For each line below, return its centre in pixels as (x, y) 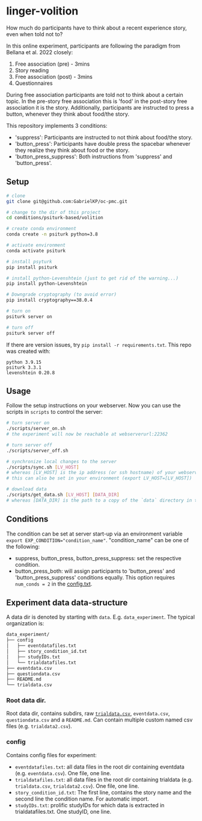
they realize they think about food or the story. (72, 150)
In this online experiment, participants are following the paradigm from (93, 46)
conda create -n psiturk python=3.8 (52, 234)
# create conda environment (41, 229)
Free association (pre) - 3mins (52, 64)
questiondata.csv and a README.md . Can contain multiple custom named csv (99, 720)
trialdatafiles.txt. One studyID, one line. (63, 811)
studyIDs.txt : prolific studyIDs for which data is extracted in (90, 805)
